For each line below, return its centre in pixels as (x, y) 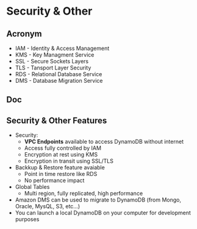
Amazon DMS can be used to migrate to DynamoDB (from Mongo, (98, 200)
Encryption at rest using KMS (61, 155)
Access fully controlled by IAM (63, 148)
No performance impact (54, 180)
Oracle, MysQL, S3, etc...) (48, 206)
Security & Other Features (57, 120)
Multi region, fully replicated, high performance (84, 194)
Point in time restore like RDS (61, 174)
